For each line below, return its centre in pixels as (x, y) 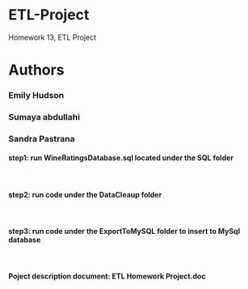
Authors (36, 70)
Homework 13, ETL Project (53, 37)
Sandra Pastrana (42, 138)
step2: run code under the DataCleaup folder (85, 194)
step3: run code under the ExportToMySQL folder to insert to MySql (124, 231)
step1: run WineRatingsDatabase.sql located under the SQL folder (121, 158)
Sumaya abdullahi (44, 117)
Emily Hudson (36, 96)
